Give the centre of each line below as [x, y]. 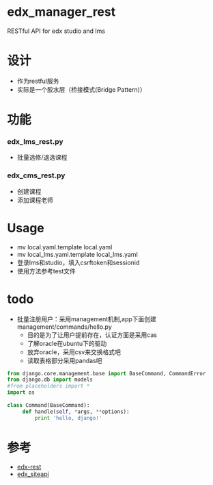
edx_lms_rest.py [35, 141]
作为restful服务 [38, 81]
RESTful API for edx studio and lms [56, 31]
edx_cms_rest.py [36, 175]
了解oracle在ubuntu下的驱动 [67, 343]
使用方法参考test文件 [46, 271]
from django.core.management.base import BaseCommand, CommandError [106, 373]
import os [21, 393]
